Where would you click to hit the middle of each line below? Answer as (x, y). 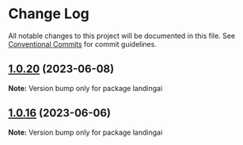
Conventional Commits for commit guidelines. (82, 44)
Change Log (49, 14)
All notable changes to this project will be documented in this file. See (122, 36)
